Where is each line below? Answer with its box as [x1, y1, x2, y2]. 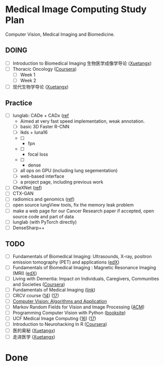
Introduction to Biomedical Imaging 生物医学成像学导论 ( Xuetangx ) [12, 60, 152, 66]
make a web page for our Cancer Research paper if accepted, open [12, 208, 154, 214]
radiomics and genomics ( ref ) [12, 196, 75, 202]
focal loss [27, 151, 48, 157]
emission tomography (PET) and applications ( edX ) [12, 259, 120, 265]
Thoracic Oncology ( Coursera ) [12, 66, 77, 72]
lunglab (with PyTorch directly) [12, 219, 77, 225]
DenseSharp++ [12, 224, 45, 231]
